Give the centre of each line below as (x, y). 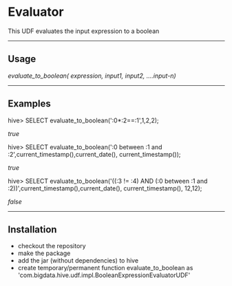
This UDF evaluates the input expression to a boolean (84, 31)
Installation (32, 229)
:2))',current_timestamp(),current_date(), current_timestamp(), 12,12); (105, 188)
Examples (29, 104)
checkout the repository (52, 246)
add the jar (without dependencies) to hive (78, 261)
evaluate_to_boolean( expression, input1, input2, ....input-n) (92, 76)
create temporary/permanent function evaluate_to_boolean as (105, 268)
